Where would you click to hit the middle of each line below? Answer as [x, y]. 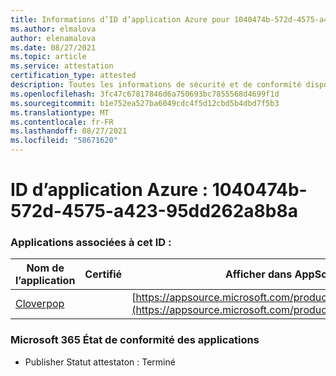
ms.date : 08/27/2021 [53, 47]
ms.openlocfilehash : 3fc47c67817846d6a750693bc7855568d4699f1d [145, 94]
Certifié [103, 274]
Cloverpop [40, 304]
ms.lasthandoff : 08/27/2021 [69, 131]
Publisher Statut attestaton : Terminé [100, 362]
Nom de [45, 268]
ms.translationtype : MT [60, 112]
